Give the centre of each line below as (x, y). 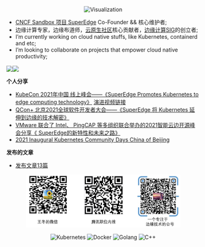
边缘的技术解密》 (48, 117)
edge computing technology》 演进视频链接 (71, 102)
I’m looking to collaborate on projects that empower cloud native (96, 50)
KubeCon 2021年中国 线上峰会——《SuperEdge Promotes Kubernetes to (107, 95)
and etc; (26, 43)
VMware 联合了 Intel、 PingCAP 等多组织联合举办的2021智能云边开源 (102, 125)
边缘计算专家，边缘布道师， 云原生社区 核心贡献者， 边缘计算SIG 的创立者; (106, 30)
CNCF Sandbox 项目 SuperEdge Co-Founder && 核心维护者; (91, 22)
